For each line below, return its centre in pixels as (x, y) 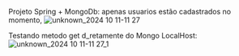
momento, (26, 20)
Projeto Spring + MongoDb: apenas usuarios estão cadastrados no (120, 12)
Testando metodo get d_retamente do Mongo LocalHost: (103, 36)
